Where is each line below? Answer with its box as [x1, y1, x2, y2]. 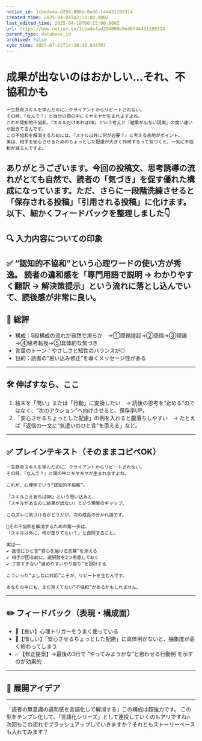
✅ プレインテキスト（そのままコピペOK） [6, 447, 161, 457]
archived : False [6, 37, 47, 43]
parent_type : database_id [6, 31, 71, 37]
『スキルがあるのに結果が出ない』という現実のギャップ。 [6, 500, 127, 506]
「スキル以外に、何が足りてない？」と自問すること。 [6, 530, 118, 537]
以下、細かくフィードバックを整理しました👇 [6, 209, 171, 219]
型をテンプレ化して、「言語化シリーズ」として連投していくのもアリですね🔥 [6, 713, 191, 721]
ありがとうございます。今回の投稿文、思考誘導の [6, 163, 188, 174]
